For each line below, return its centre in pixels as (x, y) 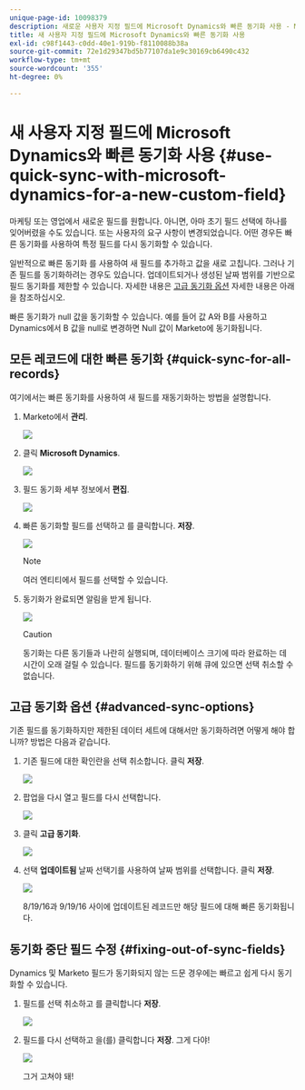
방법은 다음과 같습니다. (70, 742)
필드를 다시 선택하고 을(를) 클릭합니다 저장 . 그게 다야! (116, 1040)
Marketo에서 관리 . (55, 416)
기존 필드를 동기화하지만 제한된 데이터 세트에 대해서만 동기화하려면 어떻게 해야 (148, 730)
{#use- (245, 155)
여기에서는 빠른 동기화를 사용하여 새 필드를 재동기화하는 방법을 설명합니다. (140, 397)
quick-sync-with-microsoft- (118, 175)
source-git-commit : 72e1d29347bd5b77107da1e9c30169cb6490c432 (129, 52)
